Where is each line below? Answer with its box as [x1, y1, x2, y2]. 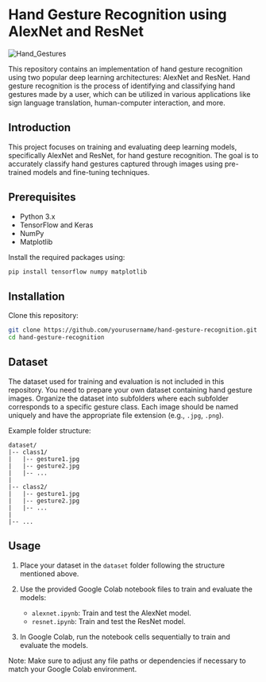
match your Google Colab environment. [8, 664, 137, 673]
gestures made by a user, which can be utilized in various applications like [8, 89, 251, 99]
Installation [8, 289, 65, 303]
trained [8, 167, 32, 176]
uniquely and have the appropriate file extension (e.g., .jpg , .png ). [8, 410, 224, 420]
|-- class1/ [8, 448, 48, 456]
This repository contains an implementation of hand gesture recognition [8, 64, 243, 73]
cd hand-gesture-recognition [8, 334, 105, 342]
